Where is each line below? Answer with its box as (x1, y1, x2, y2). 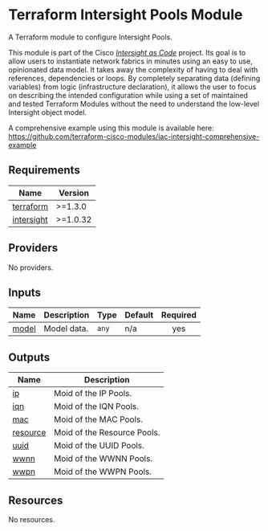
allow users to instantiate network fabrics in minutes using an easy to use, (8, 56, 253, 66)
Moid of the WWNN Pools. (53, 453, 153, 464)
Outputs (8, 350, 51, 364)
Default (124, 309, 154, 321)
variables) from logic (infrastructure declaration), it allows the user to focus (8, 82, 257, 92)
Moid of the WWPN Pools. (53, 466, 152, 477)
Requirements (8, 163, 80, 178)
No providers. (8, 263, 54, 272)
